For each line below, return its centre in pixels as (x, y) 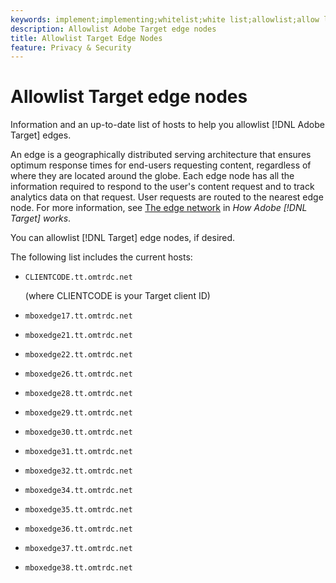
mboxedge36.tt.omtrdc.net (78, 529)
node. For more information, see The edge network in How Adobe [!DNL (159, 208)
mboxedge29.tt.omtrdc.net (78, 413)
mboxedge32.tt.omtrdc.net (78, 471)
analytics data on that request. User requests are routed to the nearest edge (167, 197)
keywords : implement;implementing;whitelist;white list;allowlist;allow (165, 19)
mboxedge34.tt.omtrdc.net (78, 491)
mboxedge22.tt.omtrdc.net (78, 355)
